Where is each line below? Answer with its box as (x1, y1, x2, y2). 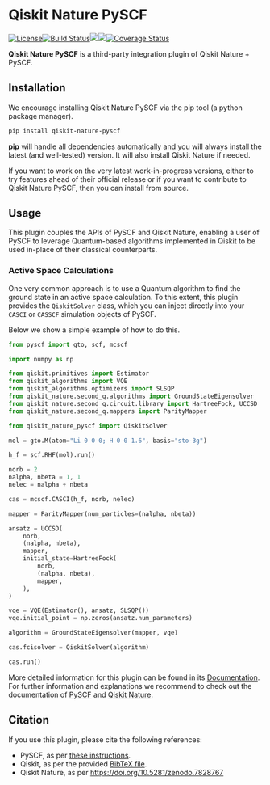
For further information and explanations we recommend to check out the (8, 681, 252, 690)
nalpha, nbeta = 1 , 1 (8, 473, 81, 482)
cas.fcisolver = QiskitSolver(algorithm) (8, 644, 150, 652)
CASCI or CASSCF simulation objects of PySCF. (8, 309, 157, 319)
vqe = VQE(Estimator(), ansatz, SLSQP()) (8, 606, 150, 615)
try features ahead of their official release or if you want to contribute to (8, 174, 247, 184)
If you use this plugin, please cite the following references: (8, 734, 203, 745)
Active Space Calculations (8, 265, 114, 276)
